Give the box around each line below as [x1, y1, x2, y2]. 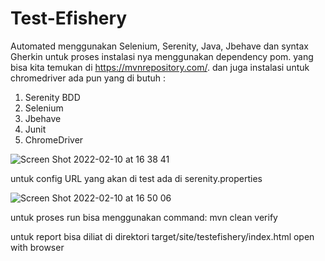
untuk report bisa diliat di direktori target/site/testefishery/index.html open [10, 230, 315, 242]
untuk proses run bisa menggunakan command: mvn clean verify [10, 211, 278, 223]
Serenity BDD [24, 91, 81, 103]
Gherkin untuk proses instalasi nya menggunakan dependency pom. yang [10, 50, 314, 62]
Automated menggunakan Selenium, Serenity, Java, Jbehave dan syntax [10, 40, 309, 52]
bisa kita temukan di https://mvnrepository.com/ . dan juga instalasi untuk [10, 61, 310, 73]
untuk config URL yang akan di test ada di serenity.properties [10, 172, 263, 184]
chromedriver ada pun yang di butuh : [10, 72, 167, 84]
